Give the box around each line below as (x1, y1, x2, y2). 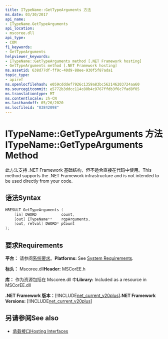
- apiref (5, 77, 23, 82)
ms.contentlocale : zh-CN (5, 96, 57, 101)
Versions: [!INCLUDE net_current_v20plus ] (5, 298, 92, 304)
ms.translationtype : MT (5, 91, 55, 96)
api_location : (5, 26, 35, 31)
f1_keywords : (5, 45, 32, 50)
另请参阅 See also (5, 314, 59, 322)
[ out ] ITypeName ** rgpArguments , (14, 216, 91, 222)
